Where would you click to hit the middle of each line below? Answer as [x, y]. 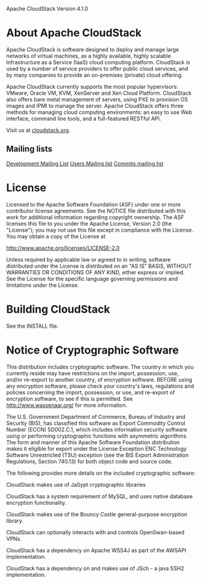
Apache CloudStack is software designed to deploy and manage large [93, 49]
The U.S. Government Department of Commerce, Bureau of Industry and [96, 417]
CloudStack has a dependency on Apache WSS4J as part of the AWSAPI [96, 550]
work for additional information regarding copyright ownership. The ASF [95, 217]
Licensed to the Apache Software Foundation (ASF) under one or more [94, 204]
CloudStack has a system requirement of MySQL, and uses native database [100, 496]
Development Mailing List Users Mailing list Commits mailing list [85, 163]
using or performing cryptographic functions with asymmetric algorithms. [97, 436]
